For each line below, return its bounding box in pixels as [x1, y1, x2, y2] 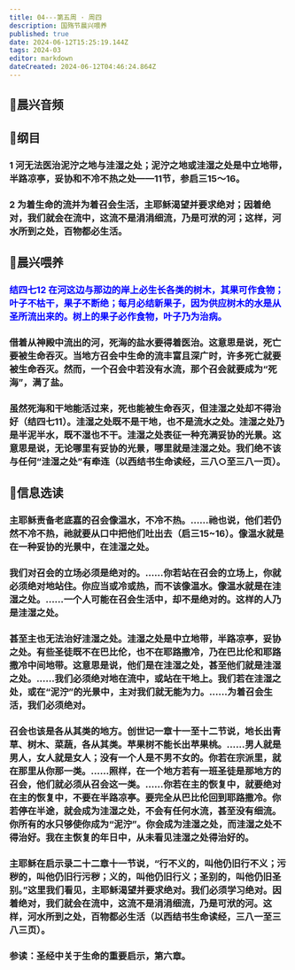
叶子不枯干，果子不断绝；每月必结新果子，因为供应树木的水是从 [9, 297, 282, 309]
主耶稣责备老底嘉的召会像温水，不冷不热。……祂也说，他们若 [9, 514, 273, 526]
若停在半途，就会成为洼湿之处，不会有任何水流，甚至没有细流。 [9, 804, 282, 817]
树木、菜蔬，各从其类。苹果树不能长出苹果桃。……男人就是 [27, 738, 282, 750]
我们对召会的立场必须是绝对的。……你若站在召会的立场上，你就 [9, 566, 282, 578]
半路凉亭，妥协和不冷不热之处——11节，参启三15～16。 [9, 172, 245, 184]
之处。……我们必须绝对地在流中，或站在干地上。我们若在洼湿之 [9, 672, 282, 685]
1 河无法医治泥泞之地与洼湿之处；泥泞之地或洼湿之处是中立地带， [9, 159, 288, 171]
